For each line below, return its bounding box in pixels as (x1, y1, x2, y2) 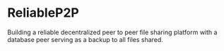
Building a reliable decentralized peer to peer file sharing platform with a (7, 28, 218, 36)
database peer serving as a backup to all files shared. (7, 35, 164, 43)
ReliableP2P (7, 5, 79, 21)
